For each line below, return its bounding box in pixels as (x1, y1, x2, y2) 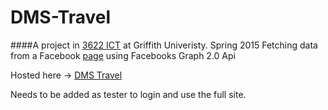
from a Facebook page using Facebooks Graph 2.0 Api (10, 49, 236, 61)
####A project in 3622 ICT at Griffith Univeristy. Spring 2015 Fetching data (10, 39, 318, 51)
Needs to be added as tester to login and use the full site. (10, 88, 247, 100)
